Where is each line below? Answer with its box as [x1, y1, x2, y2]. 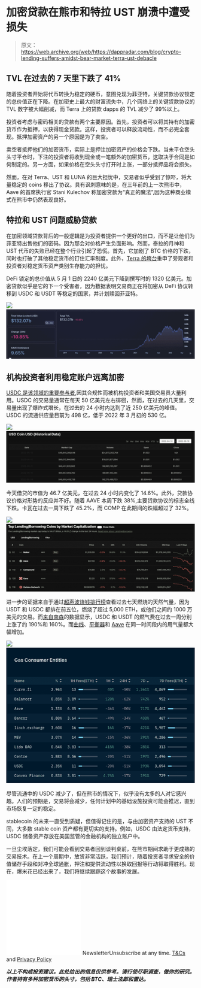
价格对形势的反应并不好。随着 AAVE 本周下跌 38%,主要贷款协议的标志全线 [11, 497, 195, 504]
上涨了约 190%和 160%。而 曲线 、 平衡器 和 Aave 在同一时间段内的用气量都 [6, 621, 188, 628]
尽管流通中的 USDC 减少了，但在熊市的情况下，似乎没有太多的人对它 [6, 790, 176, 797]
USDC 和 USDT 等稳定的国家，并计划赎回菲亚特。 [17, 290, 141, 297]
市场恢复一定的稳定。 [6, 805, 59, 812]
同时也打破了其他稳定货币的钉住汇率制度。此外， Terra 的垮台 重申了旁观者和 [6, 254, 194, 262]
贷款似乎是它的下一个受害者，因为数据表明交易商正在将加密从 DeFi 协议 [11, 282, 188, 289]
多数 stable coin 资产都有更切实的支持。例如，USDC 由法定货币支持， [22, 825, 194, 832]
